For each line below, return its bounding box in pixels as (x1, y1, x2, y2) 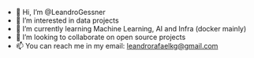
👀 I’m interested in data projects (15, 16, 120, 25)
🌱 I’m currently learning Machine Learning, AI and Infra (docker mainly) (15, 24, 247, 33)
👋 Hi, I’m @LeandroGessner (15, 8, 106, 16)
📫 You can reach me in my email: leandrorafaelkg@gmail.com (15, 42, 219, 50)
